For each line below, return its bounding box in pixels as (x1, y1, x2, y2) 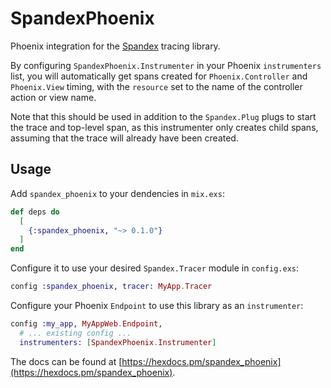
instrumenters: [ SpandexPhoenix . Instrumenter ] (19, 337, 217, 347)
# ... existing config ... (19, 328, 132, 338)
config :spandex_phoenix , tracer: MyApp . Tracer (10, 282, 213, 292)
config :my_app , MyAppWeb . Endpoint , (10, 319, 163, 329)
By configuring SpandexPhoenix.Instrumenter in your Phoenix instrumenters (10, 59, 322, 71)
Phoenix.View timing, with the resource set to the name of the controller (10, 80, 303, 92)
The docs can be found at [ (10, 355, 123, 367)
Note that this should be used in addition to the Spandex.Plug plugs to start (10, 110, 317, 122)
